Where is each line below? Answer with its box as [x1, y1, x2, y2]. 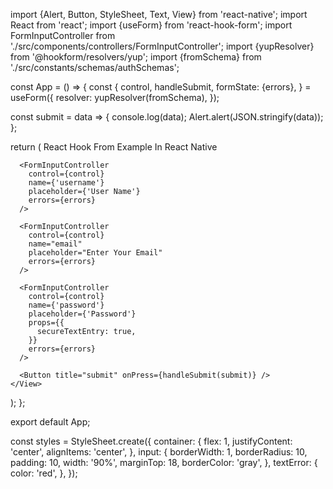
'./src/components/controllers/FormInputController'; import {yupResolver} [10, 40, 315, 52]
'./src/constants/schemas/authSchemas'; [10, 62, 180, 73]
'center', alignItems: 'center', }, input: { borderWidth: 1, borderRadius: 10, [10, 446, 308, 458]
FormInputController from [10, 30, 116, 41]
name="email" [28, 239, 83, 249]
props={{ [28, 318, 65, 328]
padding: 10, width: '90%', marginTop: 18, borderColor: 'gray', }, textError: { [10, 457, 318, 468]
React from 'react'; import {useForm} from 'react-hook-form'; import [10, 19, 293, 31]
